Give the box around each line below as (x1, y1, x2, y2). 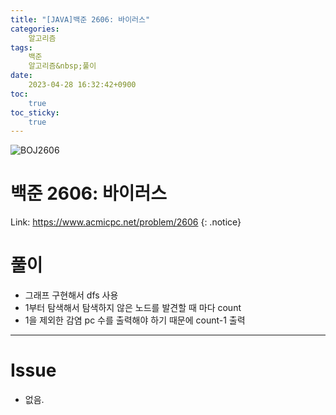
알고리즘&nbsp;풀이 (28, 61, 97, 71)
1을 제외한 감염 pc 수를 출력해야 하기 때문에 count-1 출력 (24, 314, 246, 326)
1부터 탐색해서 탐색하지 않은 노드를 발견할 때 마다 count (24, 302, 242, 314)
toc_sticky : (10, 107, 60, 118)
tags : (10, 42, 33, 53)
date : (10, 71, 33, 81)
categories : (10, 24, 60, 34)
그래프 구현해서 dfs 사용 (24, 289, 119, 301)
